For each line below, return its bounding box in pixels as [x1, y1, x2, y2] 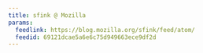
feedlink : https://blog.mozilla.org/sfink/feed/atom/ [15, 26, 195, 34]
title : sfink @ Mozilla [8, 11, 87, 19]
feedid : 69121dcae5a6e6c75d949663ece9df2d [15, 33, 157, 41]
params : [8, 19, 34, 26]
